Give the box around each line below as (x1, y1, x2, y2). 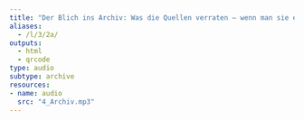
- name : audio (9, 88, 63, 97)
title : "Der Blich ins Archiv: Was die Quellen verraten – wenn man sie (9, 13, 290, 23)
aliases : (9, 22, 43, 31)
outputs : (9, 38, 43, 48)
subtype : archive (9, 72, 75, 81)
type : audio (9, 64, 54, 73)
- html (17, 47, 43, 56)
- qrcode (17, 55, 51, 64)
